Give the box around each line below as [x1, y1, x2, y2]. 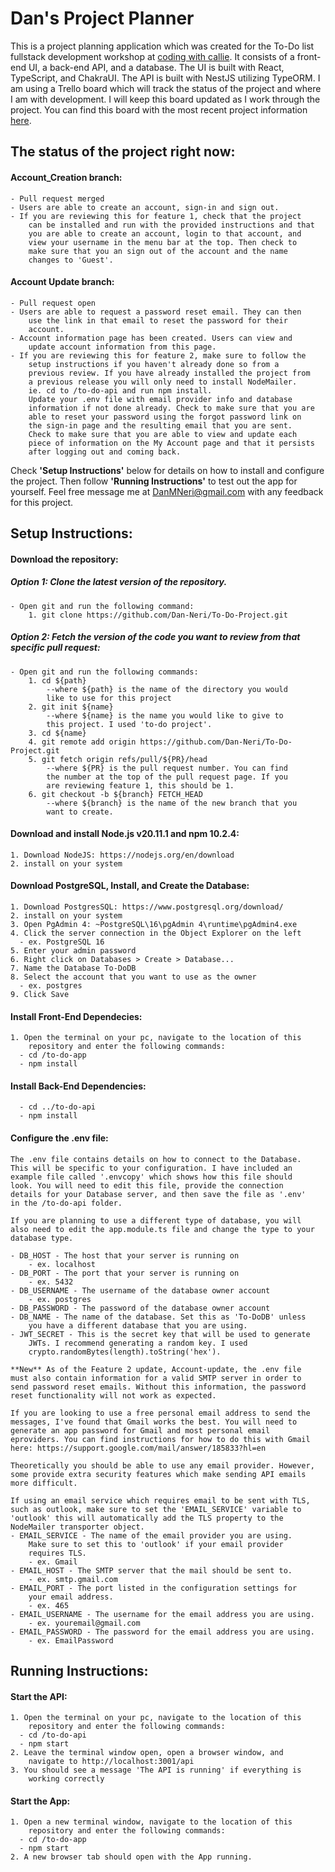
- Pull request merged [10, 193, 105, 204]
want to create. [46, 807, 114, 817]
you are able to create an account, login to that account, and [28, 228, 302, 239]
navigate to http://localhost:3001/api [28, 1757, 195, 1767]
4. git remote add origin [28, 737, 137, 747]
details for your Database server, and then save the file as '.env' [10, 1189, 307, 1199]
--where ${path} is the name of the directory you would [46, 684, 288, 694]
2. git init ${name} [28, 702, 114, 712]
